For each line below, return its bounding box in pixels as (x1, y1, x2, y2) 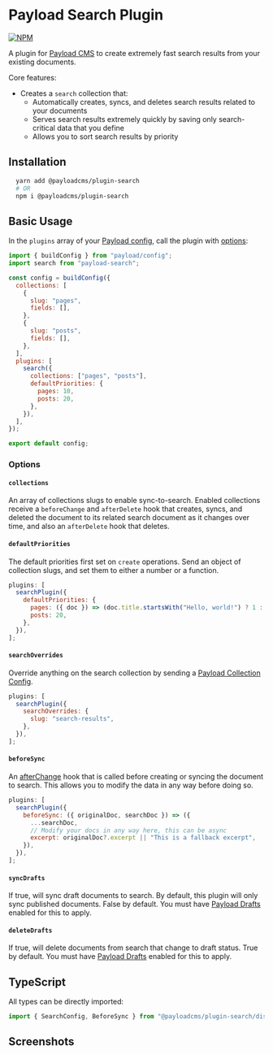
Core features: (8, 72, 57, 82)
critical (32, 123, 55, 132)
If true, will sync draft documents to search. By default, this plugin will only (8, 891, 258, 900)
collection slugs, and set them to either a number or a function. (8, 565, 219, 575)
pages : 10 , (37, 388, 75, 396)
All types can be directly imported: (8, 997, 124, 1007)
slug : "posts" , (29, 327, 82, 335)
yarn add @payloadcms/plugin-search (15, 176, 140, 184)
